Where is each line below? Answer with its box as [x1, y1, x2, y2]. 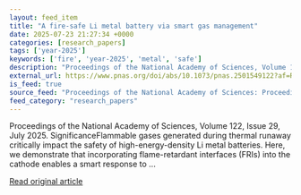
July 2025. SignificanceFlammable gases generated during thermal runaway [9, 131, 291, 141]
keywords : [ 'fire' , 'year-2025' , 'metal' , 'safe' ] [9, 55, 202, 64]
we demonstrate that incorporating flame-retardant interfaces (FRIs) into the [9, 149, 291, 160]
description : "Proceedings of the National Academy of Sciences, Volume [9, 64, 287, 72]
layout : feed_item [9, 13, 78, 22]
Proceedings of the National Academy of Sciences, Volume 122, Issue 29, [9, 121, 280, 131]
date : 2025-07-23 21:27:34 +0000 [9, 30, 134, 38]
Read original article [9, 176, 83, 187]
